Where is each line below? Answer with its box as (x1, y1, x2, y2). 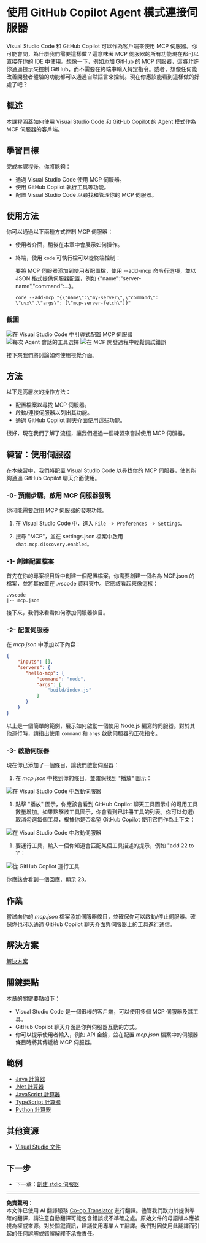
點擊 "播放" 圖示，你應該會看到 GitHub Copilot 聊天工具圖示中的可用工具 (15, 801, 198, 808)
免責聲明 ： (6, 1199, 34, 1206)
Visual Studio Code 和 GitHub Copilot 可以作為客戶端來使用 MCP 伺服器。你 (6, 42, 197, 50)
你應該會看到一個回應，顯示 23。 (6, 876, 90, 883)
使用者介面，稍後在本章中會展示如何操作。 (15, 241, 123, 248)
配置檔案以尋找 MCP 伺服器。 (15, 401, 90, 408)
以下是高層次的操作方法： (6, 388, 71, 396)
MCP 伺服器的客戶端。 (6, 125, 63, 132)
